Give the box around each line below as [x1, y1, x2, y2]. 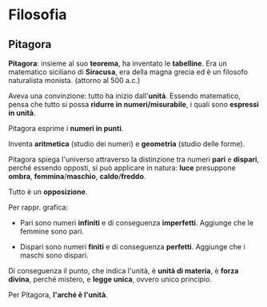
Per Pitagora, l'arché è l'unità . [8, 290, 108, 299]
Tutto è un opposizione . [8, 187, 88, 197]
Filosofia [8, 6, 67, 24]
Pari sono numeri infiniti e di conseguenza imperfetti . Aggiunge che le [19, 218, 254, 227]
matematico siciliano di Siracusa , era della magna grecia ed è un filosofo [8, 67, 248, 77]
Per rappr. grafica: [8, 202, 69, 212]
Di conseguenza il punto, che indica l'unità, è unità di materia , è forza [8, 266, 239, 275]
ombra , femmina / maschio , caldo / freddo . [8, 172, 146, 181]
